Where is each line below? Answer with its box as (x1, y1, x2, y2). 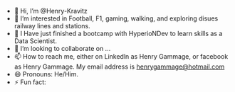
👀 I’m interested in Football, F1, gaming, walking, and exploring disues (14, 14, 219, 23)
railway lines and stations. (14, 22, 90, 30)
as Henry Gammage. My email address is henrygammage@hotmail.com (14, 62, 225, 71)
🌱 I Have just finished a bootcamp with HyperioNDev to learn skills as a (14, 29, 223, 38)
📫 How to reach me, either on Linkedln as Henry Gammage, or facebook (14, 52, 229, 60)
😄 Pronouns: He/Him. (14, 70, 78, 78)
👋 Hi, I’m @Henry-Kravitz (14, 7, 88, 15)
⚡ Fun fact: (14, 78, 46, 86)
